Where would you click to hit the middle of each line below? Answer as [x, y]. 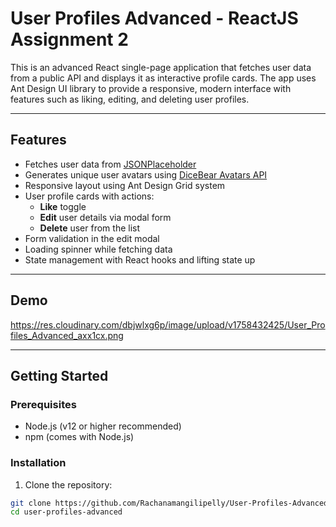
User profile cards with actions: [89, 196]
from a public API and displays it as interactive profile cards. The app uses [163, 78]
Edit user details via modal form [105, 217]
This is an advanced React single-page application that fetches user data [161, 67]
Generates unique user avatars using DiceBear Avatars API [146, 174]
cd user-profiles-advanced [66, 512]
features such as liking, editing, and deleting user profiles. [130, 99]
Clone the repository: [68, 484]
